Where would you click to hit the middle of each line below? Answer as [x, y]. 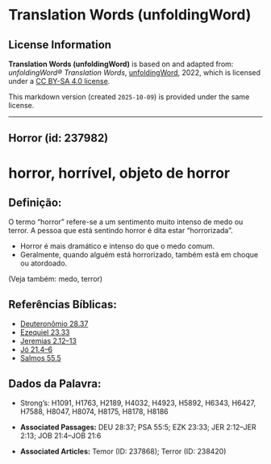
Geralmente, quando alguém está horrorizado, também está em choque [139, 255]
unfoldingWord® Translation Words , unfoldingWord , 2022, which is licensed [134, 73]
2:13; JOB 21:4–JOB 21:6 [60, 436]
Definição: [35, 202]
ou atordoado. [44, 263]
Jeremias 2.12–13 [48, 341]
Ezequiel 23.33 [45, 332]
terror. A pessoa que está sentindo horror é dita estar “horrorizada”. [121, 231]
